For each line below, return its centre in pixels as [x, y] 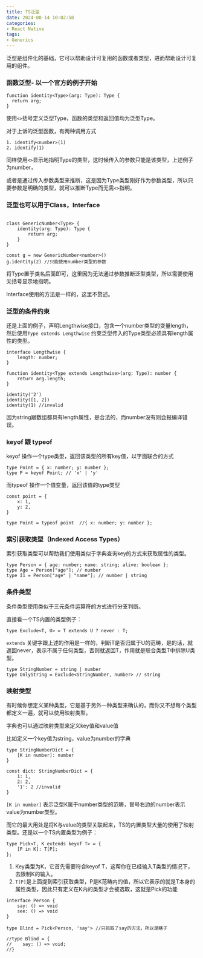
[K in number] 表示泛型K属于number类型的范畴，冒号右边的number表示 [96, 804]
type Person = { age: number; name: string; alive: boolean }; [88, 565]
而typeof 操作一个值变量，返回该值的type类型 [63, 485]
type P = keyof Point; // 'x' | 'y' [52, 473]
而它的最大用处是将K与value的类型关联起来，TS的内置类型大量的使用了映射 [100, 825]
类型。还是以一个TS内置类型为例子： [52, 833]
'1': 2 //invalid [39, 787]
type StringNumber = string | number [54, 669]
